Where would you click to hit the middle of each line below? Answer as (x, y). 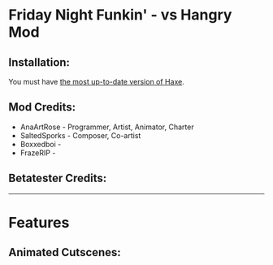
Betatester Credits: (58, 178)
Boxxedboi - (41, 144)
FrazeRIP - (38, 153)
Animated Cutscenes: (65, 252)
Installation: (39, 62)
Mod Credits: (42, 107)
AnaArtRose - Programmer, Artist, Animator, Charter (107, 127)
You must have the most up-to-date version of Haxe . (96, 82)
